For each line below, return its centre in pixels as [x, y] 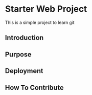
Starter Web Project [46, 9]
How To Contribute [34, 87]
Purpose [18, 54]
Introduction [24, 38]
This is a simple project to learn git [40, 22]
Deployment [24, 71]
